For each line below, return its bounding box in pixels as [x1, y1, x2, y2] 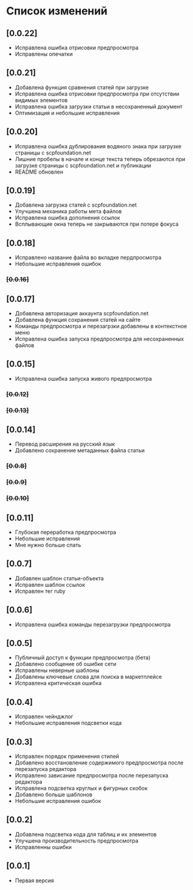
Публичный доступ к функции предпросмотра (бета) [14, 654, 151, 661]
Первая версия [14, 877, 55, 884]
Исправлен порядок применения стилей [14, 752, 119, 760]
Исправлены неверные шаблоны [14, 667, 100, 674]
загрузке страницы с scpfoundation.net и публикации [14, 162, 152, 169]
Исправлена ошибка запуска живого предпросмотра [14, 375, 152, 382]
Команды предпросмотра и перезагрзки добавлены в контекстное [14, 322, 188, 330]
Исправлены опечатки [14, 50, 73, 58]
